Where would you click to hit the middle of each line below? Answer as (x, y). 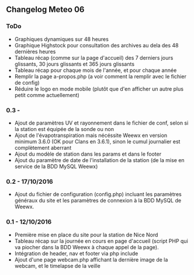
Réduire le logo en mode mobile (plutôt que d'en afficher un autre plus (99, 89)
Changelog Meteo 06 (45, 10)
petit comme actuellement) (47, 95)
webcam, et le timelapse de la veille (57, 266)
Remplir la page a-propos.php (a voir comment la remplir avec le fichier (101, 76)
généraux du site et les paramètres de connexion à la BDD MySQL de (98, 201)
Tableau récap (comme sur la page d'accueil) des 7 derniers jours (94, 57)
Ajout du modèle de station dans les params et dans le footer (88, 154)
